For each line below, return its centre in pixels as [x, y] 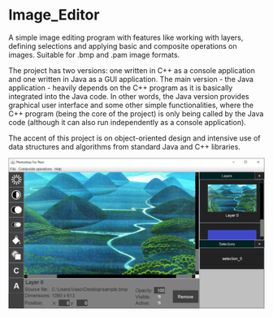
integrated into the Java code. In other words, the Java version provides [129, 96]
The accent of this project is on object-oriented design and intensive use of [135, 138]
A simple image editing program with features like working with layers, [126, 37]
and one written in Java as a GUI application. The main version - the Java [131, 79]
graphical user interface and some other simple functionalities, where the [131, 105]
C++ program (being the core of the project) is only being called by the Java [136, 113]
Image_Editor [54, 15]
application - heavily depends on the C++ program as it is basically [121, 88]
